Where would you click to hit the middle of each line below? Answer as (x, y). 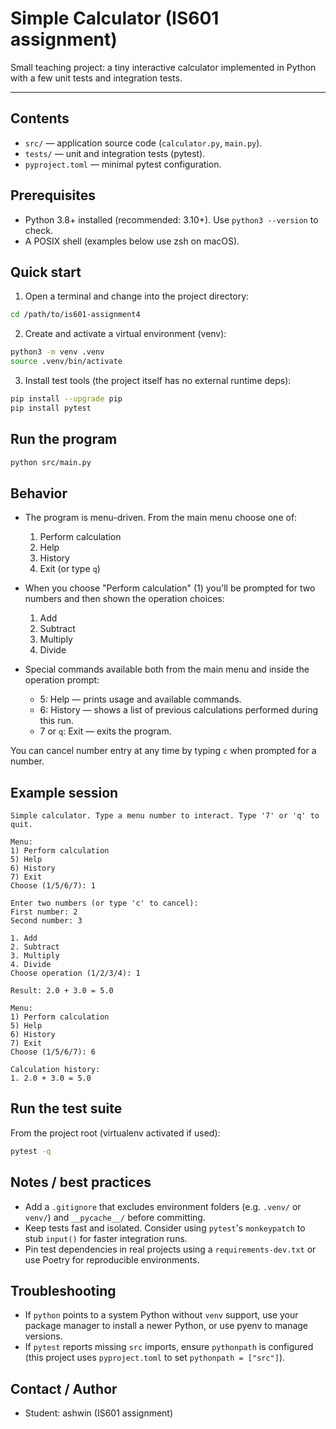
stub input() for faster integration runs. (106, 1238)
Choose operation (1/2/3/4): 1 (75, 973)
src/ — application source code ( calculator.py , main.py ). (143, 143)
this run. (57, 721)
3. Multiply (35, 956)
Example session (64, 792)
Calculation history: (55, 1070)
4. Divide (31, 965)
